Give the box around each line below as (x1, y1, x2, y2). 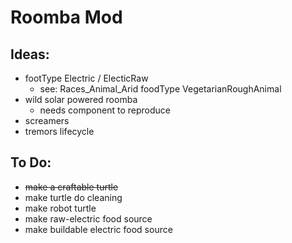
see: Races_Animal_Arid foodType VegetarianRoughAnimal (39, 83, 282, 95)
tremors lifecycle (24, 126, 95, 137)
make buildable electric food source (24, 223, 173, 235)
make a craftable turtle (24, 181, 119, 193)
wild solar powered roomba (24, 94, 138, 105)
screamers (24, 115, 70, 126)
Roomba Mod (10, 6, 123, 29)
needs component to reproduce (39, 104, 171, 116)
